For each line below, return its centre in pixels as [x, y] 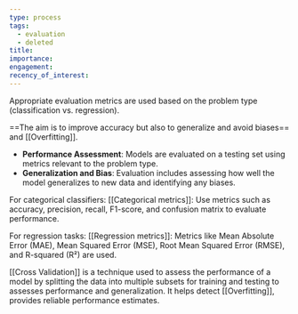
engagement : [31, 68]
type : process [36, 17]
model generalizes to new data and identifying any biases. [129, 182]
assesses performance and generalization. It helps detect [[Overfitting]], [142, 291]
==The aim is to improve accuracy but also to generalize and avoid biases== [149, 127]
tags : [19, 26]
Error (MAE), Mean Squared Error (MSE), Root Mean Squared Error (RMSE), [147, 245]
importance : [31, 59]
